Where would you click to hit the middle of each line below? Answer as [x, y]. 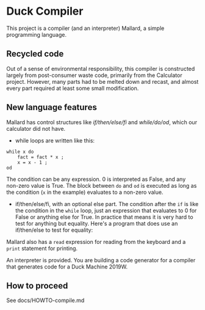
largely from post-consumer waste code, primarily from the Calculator [94, 75]
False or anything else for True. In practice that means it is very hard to [104, 217]
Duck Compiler [45, 11]
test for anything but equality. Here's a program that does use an [96, 223]
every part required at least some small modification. [73, 88]
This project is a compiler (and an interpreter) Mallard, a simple [85, 28]
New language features [52, 107]
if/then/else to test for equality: [54, 230]
